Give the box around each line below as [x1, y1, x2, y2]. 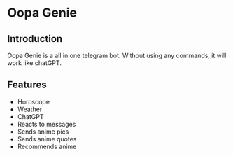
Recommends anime [17, 142, 77, 150]
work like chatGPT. [7, 59, 62, 67]
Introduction [7, 33, 63, 45]
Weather [17, 105, 43, 113]
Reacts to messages [17, 120, 76, 128]
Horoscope [17, 97, 50, 106]
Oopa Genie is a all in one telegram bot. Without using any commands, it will [7, 51, 227, 59]
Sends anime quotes [17, 134, 77, 143]
